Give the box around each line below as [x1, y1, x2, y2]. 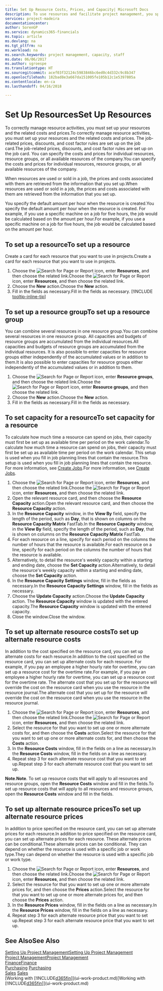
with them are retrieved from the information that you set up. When [5, 181, 138, 187]
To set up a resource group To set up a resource [5, 308, 150, 316]
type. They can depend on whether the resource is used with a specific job [5, 851, 154, 857]
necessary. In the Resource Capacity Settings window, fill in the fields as [12, 583, 158, 588]
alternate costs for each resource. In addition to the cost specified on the [5, 654, 150, 659]
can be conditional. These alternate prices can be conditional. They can [5, 841, 147, 847]
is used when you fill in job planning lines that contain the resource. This [5, 454, 148, 460]
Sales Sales [5, 970, 28, 976]
